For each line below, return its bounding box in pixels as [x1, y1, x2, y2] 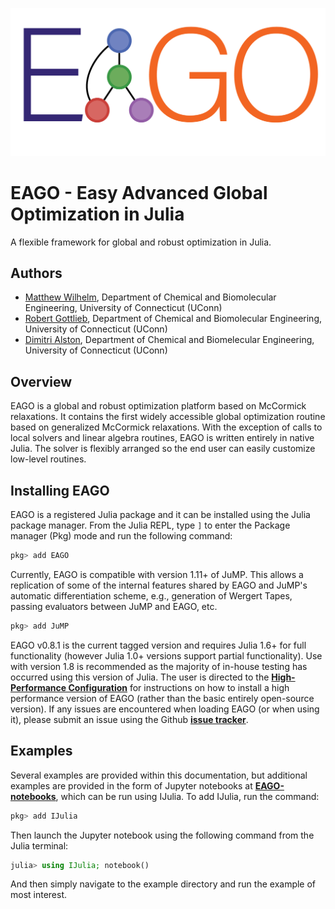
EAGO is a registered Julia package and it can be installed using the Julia [10, 509, 311, 521]
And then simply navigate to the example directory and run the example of [10, 878, 317, 890]
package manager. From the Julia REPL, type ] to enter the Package [10, 519, 291, 532]
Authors [10, 265, 63, 282]
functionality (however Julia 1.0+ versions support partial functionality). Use [10, 649, 323, 662]
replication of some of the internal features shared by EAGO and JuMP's [10, 579, 308, 591]
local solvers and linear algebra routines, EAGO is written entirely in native [10, 432, 315, 444]
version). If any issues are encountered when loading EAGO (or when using [10, 703, 320, 715]
